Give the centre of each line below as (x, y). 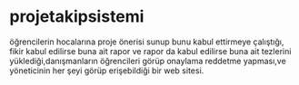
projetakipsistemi (77, 17)
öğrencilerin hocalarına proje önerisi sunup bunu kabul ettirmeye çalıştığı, (147, 42)
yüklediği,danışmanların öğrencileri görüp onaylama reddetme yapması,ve (148, 61)
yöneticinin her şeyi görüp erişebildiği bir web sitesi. (107, 71)
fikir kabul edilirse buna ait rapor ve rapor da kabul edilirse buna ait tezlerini (150, 51)
